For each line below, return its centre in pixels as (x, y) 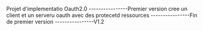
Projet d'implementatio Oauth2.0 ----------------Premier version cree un (97, 9)
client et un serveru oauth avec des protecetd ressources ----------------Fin (102, 15)
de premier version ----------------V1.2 (55, 22)
